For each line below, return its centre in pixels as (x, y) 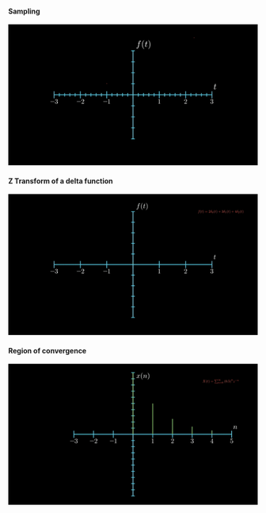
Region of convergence (47, 350)
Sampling (25, 11)
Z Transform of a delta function (61, 181)
